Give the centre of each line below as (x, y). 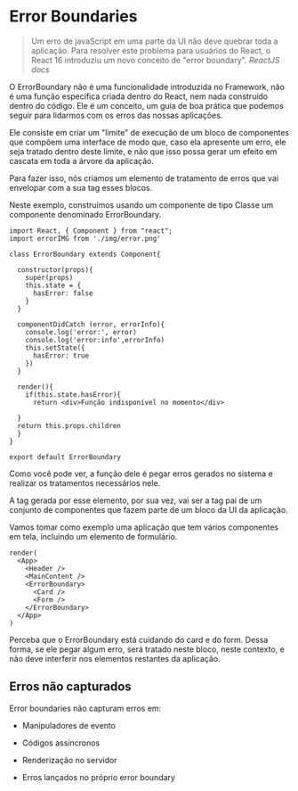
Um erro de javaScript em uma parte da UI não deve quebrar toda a (154, 41)
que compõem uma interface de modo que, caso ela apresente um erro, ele (148, 142)
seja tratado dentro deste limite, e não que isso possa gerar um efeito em (143, 151)
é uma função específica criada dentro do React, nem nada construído (139, 96)
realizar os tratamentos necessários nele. (85, 482)
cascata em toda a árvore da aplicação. (81, 161)
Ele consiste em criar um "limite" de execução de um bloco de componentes (149, 132)
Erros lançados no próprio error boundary (99, 777)
